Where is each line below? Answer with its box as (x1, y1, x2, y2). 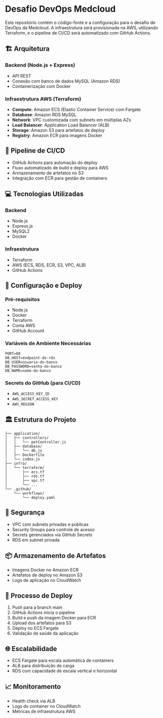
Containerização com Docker (12, 83, 71, 89)
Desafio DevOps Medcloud (5, 3, 116, 15)
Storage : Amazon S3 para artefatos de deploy (12, 127, 105, 133)
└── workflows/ (14, 491, 45, 496)
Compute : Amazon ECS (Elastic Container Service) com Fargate (12, 106, 141, 112)
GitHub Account (12, 328, 45, 334)
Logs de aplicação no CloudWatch (12, 577, 81, 583)
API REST (12, 73, 32, 79)
